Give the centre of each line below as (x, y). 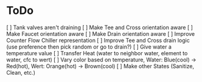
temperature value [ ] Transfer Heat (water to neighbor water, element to (97, 53)
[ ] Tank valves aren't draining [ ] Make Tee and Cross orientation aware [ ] (100, 27)
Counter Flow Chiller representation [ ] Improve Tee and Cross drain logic (98, 40)
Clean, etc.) (21, 72)
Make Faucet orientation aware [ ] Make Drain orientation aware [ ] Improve (101, 33)
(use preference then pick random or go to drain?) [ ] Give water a (89, 47)
